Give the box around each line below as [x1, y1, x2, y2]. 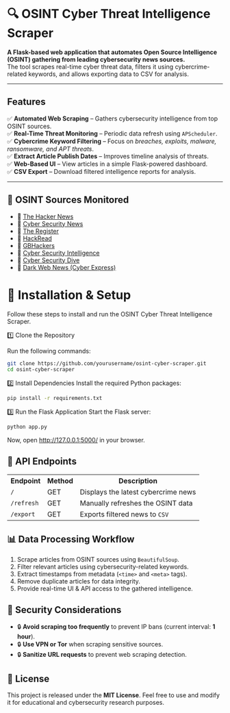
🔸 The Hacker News [16, 212, 74, 221]
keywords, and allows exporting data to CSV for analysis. [28, 70, 190, 78]
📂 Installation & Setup [7, 287, 131, 303]
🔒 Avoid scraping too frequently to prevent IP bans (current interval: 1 [16, 623, 216, 631]
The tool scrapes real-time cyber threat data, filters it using [7, 62, 174, 71]
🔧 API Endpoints [7, 455, 77, 467]
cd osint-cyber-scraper [7, 366, 75, 373]
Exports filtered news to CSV [79, 509, 169, 518]
